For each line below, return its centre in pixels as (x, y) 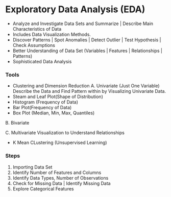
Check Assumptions (34, 45)
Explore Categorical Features (43, 189)
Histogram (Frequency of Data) (45, 102)
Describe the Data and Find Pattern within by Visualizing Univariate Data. (89, 91)
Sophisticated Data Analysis (42, 61)
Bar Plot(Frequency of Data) (42, 108)
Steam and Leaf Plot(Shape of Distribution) (58, 97)
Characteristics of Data (37, 29)
